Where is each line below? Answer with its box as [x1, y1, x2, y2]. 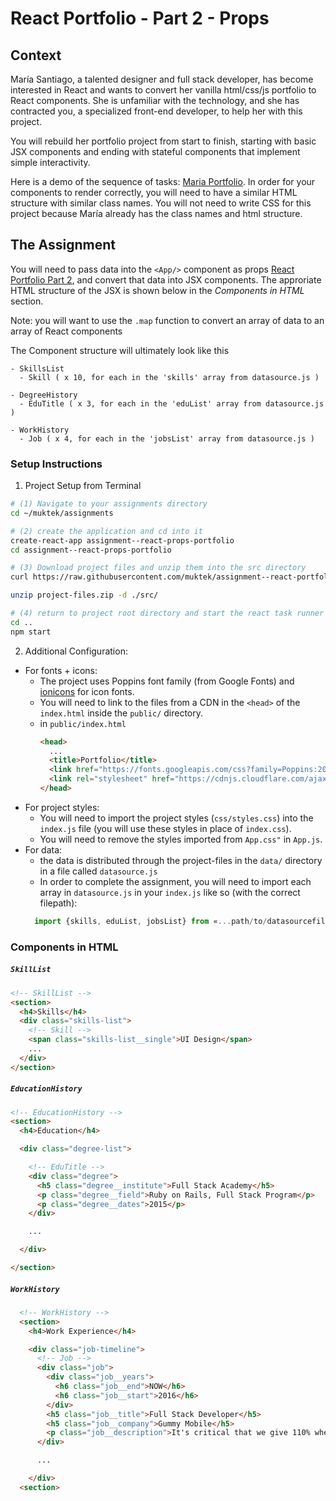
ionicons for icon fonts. [39, 685, 135, 697]
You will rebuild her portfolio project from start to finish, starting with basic [10, 135, 317, 147]
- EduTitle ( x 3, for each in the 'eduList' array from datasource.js [19, 398, 325, 409]
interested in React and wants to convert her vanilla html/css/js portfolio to [10, 84, 317, 96]
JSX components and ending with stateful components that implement [10, 146, 301, 157]
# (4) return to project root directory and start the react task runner [10, 608, 325, 619]
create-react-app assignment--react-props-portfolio [10, 535, 235, 546]
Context [10, 47, 62, 64]
